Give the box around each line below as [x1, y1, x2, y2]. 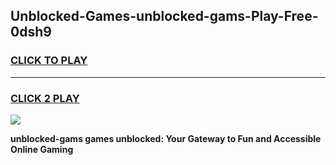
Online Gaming [10, 143, 74, 155]
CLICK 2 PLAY [10, 91, 80, 105]
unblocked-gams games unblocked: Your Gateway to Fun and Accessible [10, 132, 322, 144]
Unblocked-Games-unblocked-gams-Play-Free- [10, 8, 319, 25]
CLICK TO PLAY [10, 54, 88, 68]
